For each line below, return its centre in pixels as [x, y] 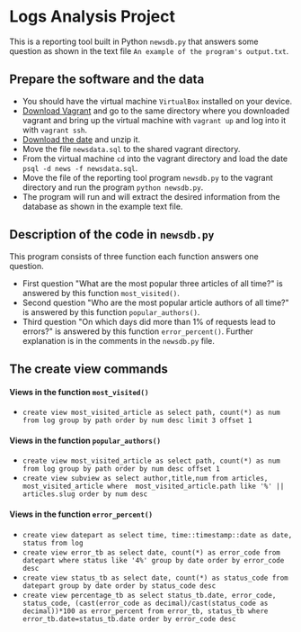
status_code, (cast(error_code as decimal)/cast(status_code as [145, 603]
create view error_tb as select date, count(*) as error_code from [151, 552]
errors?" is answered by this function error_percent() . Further [137, 331]
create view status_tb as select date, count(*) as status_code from [155, 578]
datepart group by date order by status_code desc [119, 586]
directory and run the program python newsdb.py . [113, 187]
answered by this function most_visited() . [101, 293]
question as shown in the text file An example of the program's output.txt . [149, 50]
